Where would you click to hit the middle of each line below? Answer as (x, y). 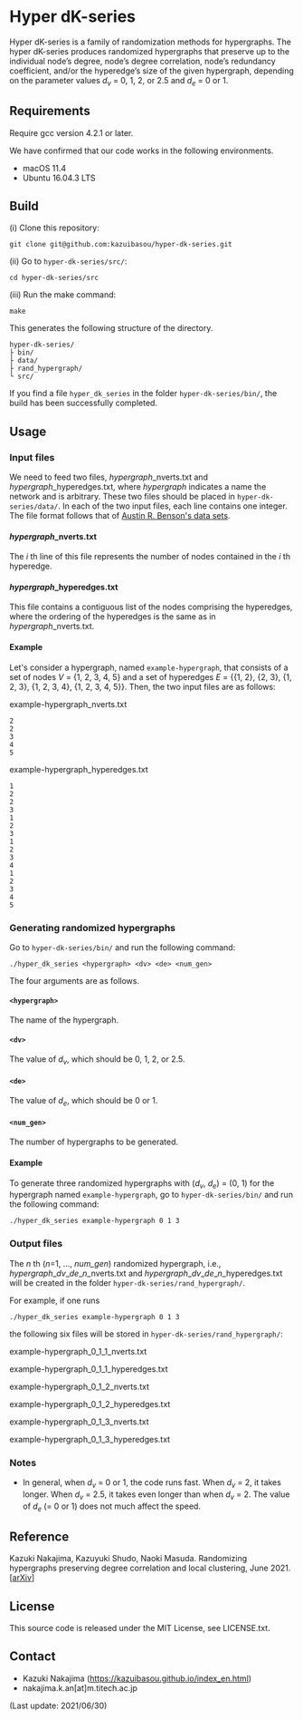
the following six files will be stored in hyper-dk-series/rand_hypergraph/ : (146, 1334)
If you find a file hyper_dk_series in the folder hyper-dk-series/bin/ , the (143, 394)
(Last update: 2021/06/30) (58, 1705)
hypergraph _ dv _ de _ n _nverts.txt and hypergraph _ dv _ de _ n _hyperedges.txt (146, 1273)
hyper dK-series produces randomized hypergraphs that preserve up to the (150, 51)
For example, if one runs (55, 1300)
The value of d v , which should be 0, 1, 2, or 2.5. (97, 1060)
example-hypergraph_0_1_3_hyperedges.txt (90, 1439)
